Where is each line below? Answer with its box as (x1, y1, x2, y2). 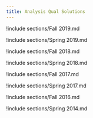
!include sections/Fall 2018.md (6, 48, 80, 55)
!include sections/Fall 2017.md (6, 70, 79, 77)
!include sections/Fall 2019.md (6, 25, 80, 32)
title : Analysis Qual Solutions (6, 8, 85, 15)
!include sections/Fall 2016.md (6, 93, 80, 100)
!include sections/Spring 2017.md (6, 82, 87, 89)
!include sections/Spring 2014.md (6, 104, 88, 112)
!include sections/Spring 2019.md (6, 36, 88, 43)
